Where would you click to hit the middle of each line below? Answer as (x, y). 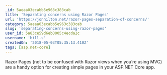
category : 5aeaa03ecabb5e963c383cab (44, 24)
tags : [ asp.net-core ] (28, 47)
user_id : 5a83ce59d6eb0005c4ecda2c (43, 33)
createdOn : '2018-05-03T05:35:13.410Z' (47, 43)
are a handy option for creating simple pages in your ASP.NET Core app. (80, 67)
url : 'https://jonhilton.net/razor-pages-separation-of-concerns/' (77, 19)
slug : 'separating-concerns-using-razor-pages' (56, 29)
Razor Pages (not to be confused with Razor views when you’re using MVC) (84, 61)
